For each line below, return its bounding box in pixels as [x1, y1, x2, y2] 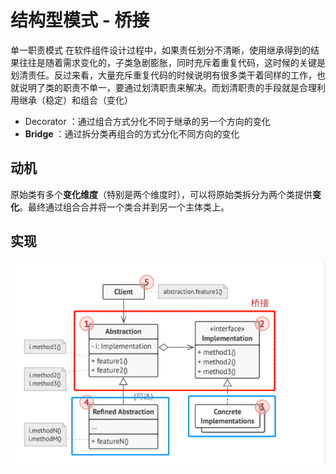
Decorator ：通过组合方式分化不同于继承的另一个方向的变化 [24, 115, 271, 127]
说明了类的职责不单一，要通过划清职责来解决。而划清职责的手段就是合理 [18, 81, 317, 93]
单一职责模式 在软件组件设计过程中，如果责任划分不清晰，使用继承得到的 [10, 44, 311, 56]
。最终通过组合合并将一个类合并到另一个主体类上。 [19, 201, 230, 213]
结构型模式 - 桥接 [10, 9, 150, 32]
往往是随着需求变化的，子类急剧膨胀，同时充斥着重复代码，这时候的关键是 [18, 56, 326, 68]
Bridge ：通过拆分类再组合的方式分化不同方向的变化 [24, 127, 240, 140]
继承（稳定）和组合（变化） [18, 94, 133, 106]
